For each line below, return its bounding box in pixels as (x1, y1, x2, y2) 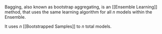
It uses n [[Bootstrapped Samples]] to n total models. (4, 23, 112, 29)
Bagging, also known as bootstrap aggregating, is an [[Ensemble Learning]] (4, 4, 158, 10)
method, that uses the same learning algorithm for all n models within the (4, 9, 153, 15)
